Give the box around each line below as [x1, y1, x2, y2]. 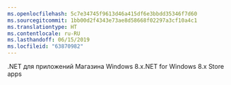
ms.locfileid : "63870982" [7, 43, 83, 50]
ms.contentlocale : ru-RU [7, 30, 81, 37]
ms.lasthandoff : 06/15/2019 [7, 37, 90, 44]
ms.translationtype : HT [7, 23, 78, 30]
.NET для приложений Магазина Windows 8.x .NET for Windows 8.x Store [7, 63, 225, 70]
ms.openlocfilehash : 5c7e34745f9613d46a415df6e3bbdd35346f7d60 [7, 10, 198, 18]
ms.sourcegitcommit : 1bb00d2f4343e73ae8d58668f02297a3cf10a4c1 [7, 17, 198, 24]
